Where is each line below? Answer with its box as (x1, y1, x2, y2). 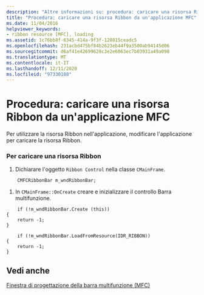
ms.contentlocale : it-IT (6, 60, 69, 66)
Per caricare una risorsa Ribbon (6, 152, 101, 161)
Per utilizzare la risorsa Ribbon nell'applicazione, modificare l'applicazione (6, 130, 192, 137)
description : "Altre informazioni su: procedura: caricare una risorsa (6, 9, 191, 15)
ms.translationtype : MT (6, 54, 67, 60)
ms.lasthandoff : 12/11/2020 (6, 65, 78, 72)
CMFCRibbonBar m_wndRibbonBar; (17, 178, 97, 184)
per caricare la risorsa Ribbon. (6, 137, 82, 144)
